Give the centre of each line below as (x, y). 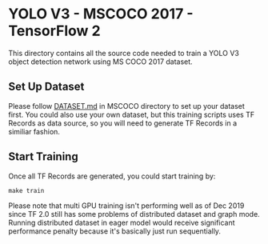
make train (26, 190)
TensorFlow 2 (55, 31)
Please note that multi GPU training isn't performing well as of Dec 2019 (126, 206)
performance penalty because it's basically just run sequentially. (115, 231)
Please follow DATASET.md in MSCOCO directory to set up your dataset (127, 106)
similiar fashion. (34, 131)
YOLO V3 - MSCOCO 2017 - (101, 14)
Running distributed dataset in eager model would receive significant (122, 222)
